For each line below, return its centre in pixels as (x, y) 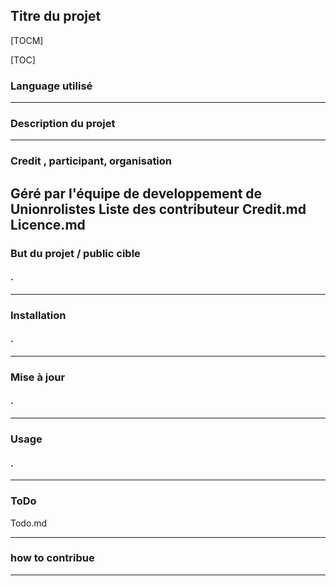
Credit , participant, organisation (91, 161)
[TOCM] (27, 40)
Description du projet (63, 124)
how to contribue (52, 558)
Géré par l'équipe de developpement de (136, 193)
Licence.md (48, 224)
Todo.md (29, 523)
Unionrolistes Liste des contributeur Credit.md (158, 209)
